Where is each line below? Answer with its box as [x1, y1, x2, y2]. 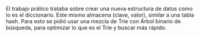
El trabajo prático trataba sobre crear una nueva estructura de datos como [6, 5, 193, 12]
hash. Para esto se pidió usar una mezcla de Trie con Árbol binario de [6, 18, 181, 24]
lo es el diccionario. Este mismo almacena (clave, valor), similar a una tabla [6, 11, 194, 18]
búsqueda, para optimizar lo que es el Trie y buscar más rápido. [6, 24, 167, 31]
